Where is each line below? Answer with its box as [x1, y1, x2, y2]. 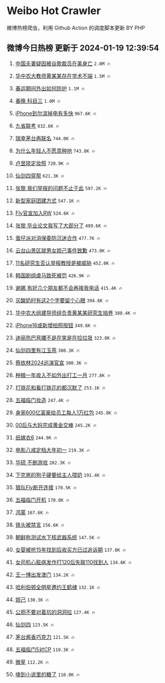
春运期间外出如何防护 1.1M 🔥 [15, 84, 85, 92]
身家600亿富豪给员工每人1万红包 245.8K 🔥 [15, 409, 117, 416]
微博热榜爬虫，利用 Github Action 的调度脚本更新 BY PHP [6, 24, 146, 31]
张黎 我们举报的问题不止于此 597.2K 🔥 [15, 184, 107, 191]
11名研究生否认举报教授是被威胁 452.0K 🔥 [15, 259, 115, 266]
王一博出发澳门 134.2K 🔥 [15, 571, 75, 578]
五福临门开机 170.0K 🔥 [15, 496, 70, 503]
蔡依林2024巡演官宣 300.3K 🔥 [15, 359, 87, 366]
